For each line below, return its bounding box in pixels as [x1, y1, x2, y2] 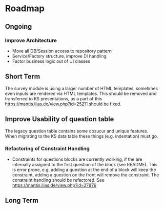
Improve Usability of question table [5, 115, 114, 123]
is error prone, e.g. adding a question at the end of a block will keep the [12, 167, 156, 172]
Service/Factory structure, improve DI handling [12, 53, 106, 59]
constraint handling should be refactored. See [12, 177, 105, 183]
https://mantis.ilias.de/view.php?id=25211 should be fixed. [5, 101, 122, 107]
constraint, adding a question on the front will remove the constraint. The [12, 171, 159, 178]
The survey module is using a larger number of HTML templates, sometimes [5, 85, 158, 91]
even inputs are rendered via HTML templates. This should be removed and [5, 91, 157, 96]
